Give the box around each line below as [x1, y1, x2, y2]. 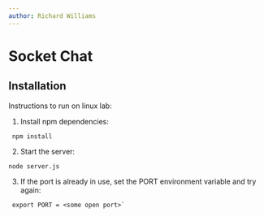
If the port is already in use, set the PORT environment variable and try [19, 176, 257, 186]
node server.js [8, 162, 60, 171]
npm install [11, 132, 53, 141]
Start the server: [19, 146, 76, 156]
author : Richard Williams [8, 11, 96, 20]
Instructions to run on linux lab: [8, 101, 112, 111]
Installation [8, 79, 67, 93]
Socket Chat [8, 46, 93, 65]
